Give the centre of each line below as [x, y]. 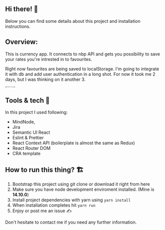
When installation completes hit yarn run [54, 205]
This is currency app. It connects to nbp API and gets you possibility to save [82, 54]
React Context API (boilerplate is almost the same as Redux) [74, 143]
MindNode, [24, 122]
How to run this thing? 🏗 [44, 170]
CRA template [26, 154]
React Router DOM [31, 148]
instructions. [18, 26]
